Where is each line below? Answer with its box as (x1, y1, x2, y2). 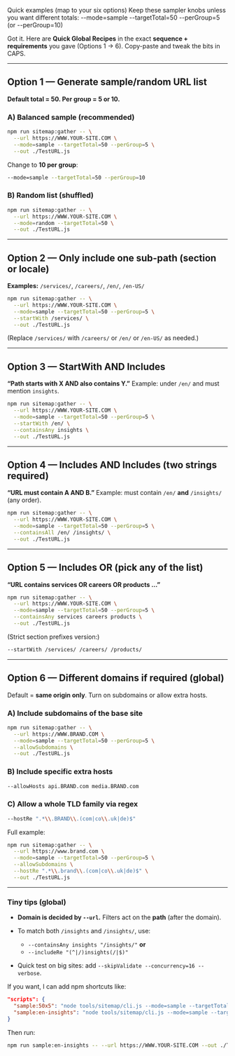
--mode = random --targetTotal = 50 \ (13, 219, 114, 226)
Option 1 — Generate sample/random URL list (7, 76, 208, 88)
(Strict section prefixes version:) (7, 632, 100, 641)
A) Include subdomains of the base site (7, 708, 143, 718)
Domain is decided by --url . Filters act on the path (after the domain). (17, 913, 222, 921)
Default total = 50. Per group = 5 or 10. (7, 95, 120, 103)
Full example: (7, 827, 45, 837)
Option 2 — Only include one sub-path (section (7, 252, 217, 264)
